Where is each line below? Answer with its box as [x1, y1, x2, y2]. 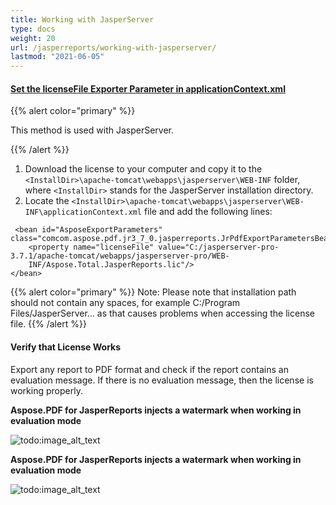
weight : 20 [10, 33, 56, 43]
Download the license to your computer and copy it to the [24, 163, 263, 175]
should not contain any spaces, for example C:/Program [10, 297, 241, 309]
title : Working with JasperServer [10, 14, 155, 25]
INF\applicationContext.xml [24, 207, 142, 218]
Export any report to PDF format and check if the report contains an [10, 363, 289, 375]
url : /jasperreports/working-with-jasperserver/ [10, 42, 217, 53]
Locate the [24, 195, 70, 207]
